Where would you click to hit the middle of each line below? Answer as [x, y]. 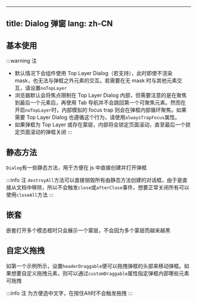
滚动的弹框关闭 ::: [51, 132]
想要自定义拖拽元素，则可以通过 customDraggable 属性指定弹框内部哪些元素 [100, 273]
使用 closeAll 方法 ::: [30, 195]
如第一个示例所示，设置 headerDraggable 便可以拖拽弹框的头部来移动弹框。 [95, 266]
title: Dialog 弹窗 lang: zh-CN [60, 24]
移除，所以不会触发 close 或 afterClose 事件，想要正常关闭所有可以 [110, 187]
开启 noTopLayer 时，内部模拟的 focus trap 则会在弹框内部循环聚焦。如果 [101, 110]
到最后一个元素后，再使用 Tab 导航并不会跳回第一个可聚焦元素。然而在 [100, 103]
